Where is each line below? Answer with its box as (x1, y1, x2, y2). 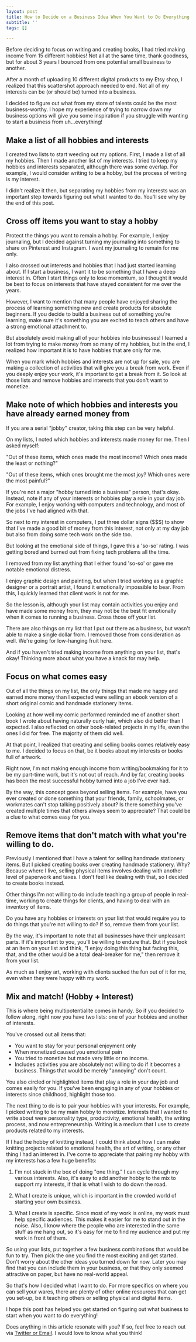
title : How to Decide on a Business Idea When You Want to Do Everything (6, 14, 190, 20)
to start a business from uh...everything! (6, 118, 103, 126)
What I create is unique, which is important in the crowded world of (14, 1192, 177, 1199)
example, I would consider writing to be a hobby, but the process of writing (6, 170, 187, 177)
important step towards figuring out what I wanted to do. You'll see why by (6, 194, 186, 201)
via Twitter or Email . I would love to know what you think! (6, 1330, 143, 1337)
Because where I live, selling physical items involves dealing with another (6, 867, 183, 874)
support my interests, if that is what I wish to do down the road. (14, 1181, 167, 1188)
